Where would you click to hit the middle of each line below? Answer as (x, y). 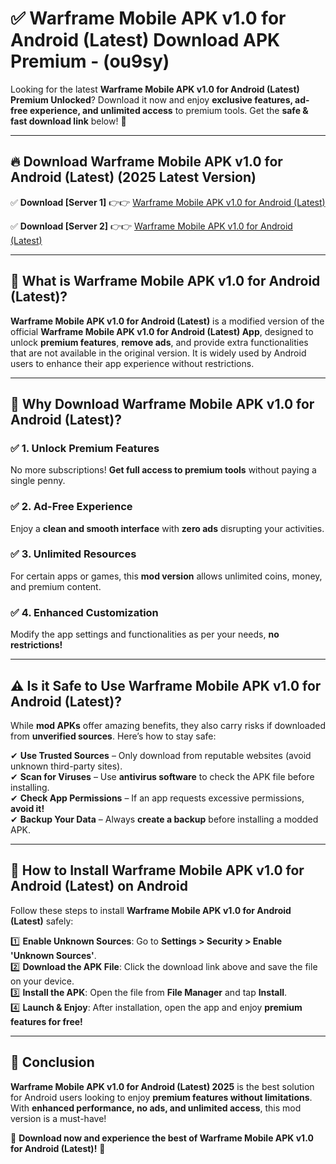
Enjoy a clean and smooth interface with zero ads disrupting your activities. (167, 528)
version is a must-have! (58, 1118)
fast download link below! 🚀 (68, 121)
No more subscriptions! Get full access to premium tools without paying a (163, 470)
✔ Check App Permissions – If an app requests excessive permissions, (157, 798)
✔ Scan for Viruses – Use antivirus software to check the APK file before (162, 776)
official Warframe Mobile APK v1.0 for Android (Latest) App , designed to (162, 331)
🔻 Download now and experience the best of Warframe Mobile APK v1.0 (162, 1138)
